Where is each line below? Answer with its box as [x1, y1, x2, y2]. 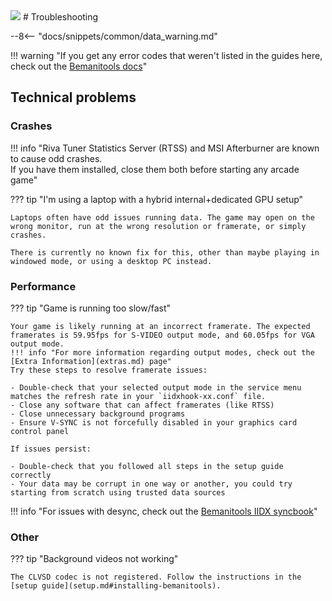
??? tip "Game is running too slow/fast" [10, 302, 171, 314]
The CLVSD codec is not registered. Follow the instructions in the [10, 572, 302, 583]
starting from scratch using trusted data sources [10, 487, 226, 498]
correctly [10, 470, 52, 480]
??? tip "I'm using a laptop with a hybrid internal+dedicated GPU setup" [10, 193, 304, 205]
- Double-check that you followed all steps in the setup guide [10, 461, 284, 471]
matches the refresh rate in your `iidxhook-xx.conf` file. [10, 391, 267, 401]
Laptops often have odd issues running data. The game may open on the [10, 212, 315, 223]
